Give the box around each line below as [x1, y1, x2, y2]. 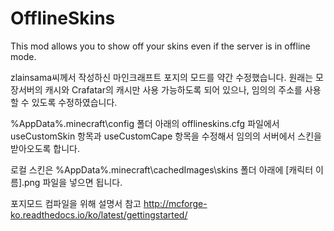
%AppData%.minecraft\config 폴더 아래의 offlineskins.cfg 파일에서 [10, 117, 280, 129]
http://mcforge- [143, 197, 208, 209]
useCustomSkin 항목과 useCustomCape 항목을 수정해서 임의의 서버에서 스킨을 [10, 130, 322, 142]
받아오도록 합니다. [10, 142, 81, 154]
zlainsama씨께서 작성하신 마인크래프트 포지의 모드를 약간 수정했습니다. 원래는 [10, 71, 314, 83]
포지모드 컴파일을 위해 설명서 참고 [10, 197, 142, 209]
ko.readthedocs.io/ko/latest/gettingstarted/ [10, 208, 188, 221]
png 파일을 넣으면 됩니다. [24, 176, 123, 188]
